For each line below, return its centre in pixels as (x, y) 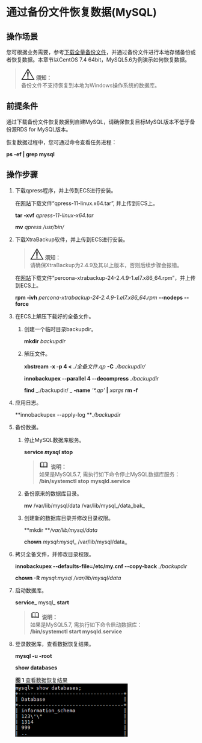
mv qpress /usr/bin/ (39, 227)
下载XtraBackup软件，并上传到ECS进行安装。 (72, 239)
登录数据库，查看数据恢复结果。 (54, 643)
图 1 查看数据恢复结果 (41, 680)
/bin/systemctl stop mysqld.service (84, 481)
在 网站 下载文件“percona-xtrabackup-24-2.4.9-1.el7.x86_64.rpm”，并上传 (105, 277)
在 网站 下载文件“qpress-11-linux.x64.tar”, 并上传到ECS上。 (86, 203)
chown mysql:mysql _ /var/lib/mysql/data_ (75, 542)
